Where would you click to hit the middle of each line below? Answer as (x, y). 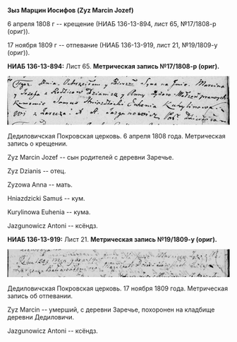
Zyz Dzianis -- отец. (37, 171)
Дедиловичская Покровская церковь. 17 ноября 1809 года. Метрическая (117, 288)
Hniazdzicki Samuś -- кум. (46, 198)
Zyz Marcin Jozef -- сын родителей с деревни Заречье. (91, 157)
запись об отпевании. (40, 296)
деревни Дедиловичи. (41, 317)
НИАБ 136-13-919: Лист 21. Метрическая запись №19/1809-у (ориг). (112, 239)
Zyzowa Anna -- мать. (40, 184)
